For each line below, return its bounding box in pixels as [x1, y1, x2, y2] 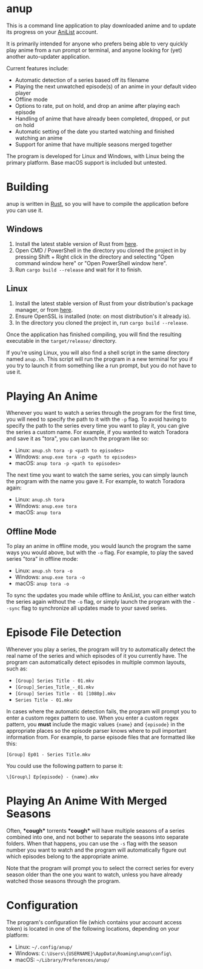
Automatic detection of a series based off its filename [15, 76, 150, 84]
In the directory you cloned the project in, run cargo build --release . [15, 319, 188, 326]
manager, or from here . [15, 306, 73, 313]
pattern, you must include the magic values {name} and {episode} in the [6, 721, 185, 728]
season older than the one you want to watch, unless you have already [6, 871, 183, 878]
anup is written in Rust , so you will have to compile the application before [6, 200, 189, 207]
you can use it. [6, 207, 44, 214]
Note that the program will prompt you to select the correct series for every [6, 865, 194, 872]
